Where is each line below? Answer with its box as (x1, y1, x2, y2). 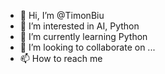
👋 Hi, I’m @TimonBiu (19, 10, 105, 21)
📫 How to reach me (19, 53, 103, 64)
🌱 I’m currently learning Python (19, 31, 148, 42)
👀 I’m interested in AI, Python (19, 20, 140, 32)
